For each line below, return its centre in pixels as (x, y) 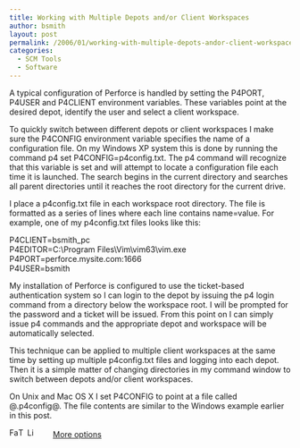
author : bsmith (37, 26)
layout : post (33, 34)
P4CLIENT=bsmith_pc (50, 240)
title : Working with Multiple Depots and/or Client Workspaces (129, 17)
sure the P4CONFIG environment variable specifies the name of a (129, 139)
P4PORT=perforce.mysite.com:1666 (75, 258)
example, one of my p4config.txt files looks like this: (105, 222)
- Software (37, 68)
